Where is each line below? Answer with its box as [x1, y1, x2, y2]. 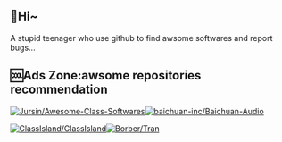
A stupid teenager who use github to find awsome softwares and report [10, 32, 273, 43]
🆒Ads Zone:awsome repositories [10, 68, 202, 83]
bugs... [10, 42, 36, 53]
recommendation [10, 82, 108, 97]
